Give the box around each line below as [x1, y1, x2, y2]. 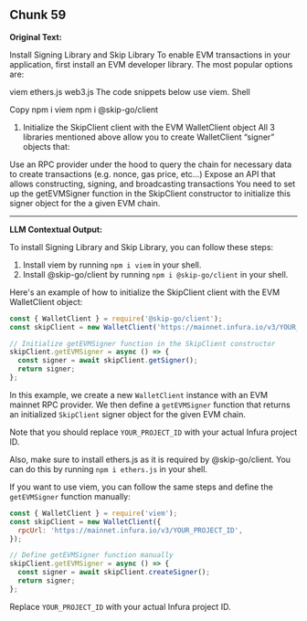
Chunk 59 [9, 7, 67, 23]
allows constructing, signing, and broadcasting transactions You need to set [9, 178, 296, 189]
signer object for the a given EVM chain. [9, 197, 161, 208]
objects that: [22, 141, 70, 152]
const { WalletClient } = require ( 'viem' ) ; [9, 509, 178, 518]
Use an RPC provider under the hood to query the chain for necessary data [9, 159, 292, 170]
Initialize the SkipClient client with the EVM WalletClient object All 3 [22, 121, 276, 132]
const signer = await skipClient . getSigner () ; [17, 356, 198, 365]
